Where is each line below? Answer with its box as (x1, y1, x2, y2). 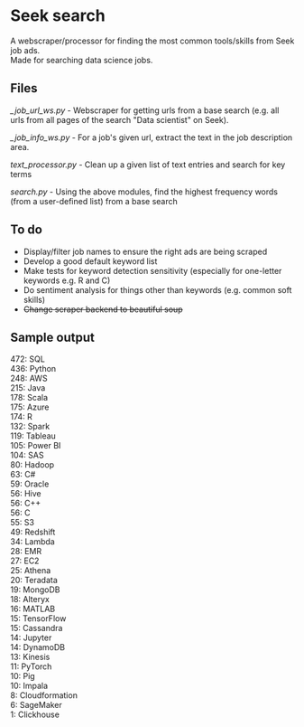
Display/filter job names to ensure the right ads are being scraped (23, 246, 268, 257)
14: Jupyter (10, 632, 52, 643)
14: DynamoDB (10, 642, 66, 653)
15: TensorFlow (10, 613, 67, 624)
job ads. (10, 44, 41, 55)
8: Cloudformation (10, 690, 78, 701)
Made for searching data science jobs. (10, 54, 153, 65)
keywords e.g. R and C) (23, 275, 111, 286)
